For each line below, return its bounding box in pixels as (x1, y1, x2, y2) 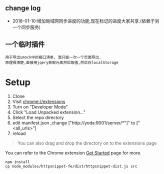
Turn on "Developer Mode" (12, 103, 68, 109)
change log (5, 4, 41, 12)
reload (12, 130, 26, 136)
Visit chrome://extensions (12, 98, 65, 104)
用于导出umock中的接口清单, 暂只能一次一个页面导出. (5, 54, 101, 59)
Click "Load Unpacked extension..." (12, 109, 86, 115)
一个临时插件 (5, 40, 45, 49)
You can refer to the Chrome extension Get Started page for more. (5, 149, 141, 155)
